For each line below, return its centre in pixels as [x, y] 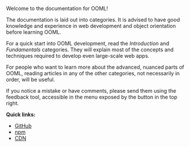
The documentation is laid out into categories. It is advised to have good [93, 20]
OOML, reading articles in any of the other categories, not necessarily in [93, 73]
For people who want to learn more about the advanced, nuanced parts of [95, 67]
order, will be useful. [31, 79]
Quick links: [21, 114]
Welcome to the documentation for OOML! [57, 8]
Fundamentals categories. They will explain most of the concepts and [90, 50]
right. [13, 103]
